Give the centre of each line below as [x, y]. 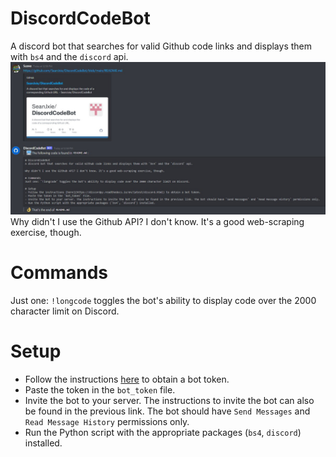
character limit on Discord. [65, 311]
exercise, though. [46, 233]
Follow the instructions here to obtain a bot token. [127, 379]
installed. [43, 443]
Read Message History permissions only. [107, 421]
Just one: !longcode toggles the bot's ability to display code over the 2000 [163, 300]
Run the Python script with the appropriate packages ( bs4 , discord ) [163, 432]
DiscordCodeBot [80, 18]
